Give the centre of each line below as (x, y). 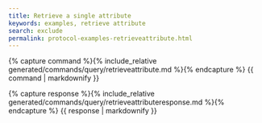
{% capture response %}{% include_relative (82, 94)
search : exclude (35, 31)
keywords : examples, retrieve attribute (77, 23)
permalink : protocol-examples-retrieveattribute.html (101, 38)
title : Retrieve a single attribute (70, 16)
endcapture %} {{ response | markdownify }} (83, 111)
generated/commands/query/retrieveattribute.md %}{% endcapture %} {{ (131, 70)
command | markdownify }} (54, 78)
